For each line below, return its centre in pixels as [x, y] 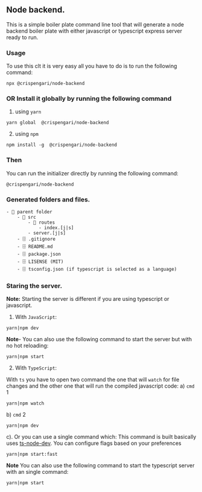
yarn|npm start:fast [32, 455]
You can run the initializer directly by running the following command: [93, 173]
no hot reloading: [27, 345]
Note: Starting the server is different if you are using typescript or [88, 299]
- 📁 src [27, 217]
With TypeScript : [36, 368]
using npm [27, 134]
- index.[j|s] [56, 228]
